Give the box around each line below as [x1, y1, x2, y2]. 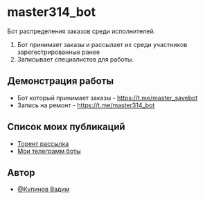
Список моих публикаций [7, 121, 126, 133]
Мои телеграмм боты [17, 147, 81, 155]
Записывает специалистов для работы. [17, 55, 134, 63]
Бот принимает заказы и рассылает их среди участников [17, 40, 188, 48]
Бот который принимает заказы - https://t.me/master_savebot [17, 93, 198, 102]
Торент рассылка [17, 139, 69, 147]
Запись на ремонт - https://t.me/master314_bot [17, 101, 155, 109]
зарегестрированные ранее [17, 48, 100, 56]
